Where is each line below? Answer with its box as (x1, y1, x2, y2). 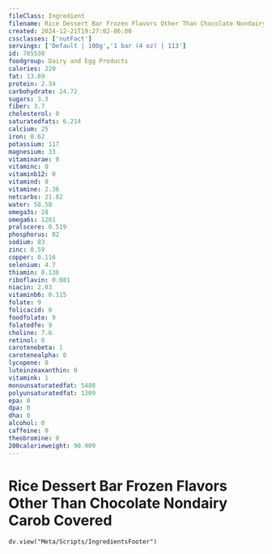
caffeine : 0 (8, 427, 49, 435)
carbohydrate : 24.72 (8, 87, 79, 96)
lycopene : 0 (8, 359, 49, 367)
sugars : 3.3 (8, 95, 49, 103)
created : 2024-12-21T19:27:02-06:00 (8, 27, 132, 35)
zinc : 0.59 (8, 246, 45, 254)
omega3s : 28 (8, 208, 49, 216)
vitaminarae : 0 (8, 155, 60, 163)
